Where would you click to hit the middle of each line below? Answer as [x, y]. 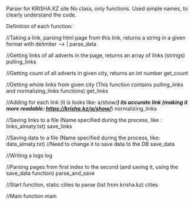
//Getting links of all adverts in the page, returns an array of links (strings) [96, 55]
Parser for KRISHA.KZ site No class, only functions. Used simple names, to [97, 9]
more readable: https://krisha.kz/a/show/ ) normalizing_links [82, 108]
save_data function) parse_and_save [51, 173]
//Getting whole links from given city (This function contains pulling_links [95, 84]
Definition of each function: [39, 26]
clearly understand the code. [41, 15]
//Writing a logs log [29, 155]
